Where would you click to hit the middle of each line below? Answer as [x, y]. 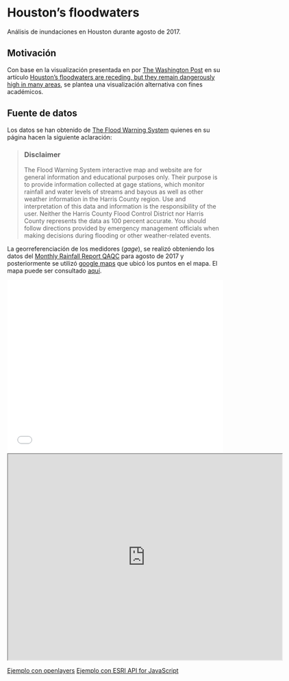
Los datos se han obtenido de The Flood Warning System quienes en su [109, 130]
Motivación [32, 53]
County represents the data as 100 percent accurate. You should [115, 220]
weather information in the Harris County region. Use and [105, 199]
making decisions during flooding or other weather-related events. [117, 235]
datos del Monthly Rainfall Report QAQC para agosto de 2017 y [96, 256]
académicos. [25, 91]
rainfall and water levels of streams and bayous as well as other [113, 192]
